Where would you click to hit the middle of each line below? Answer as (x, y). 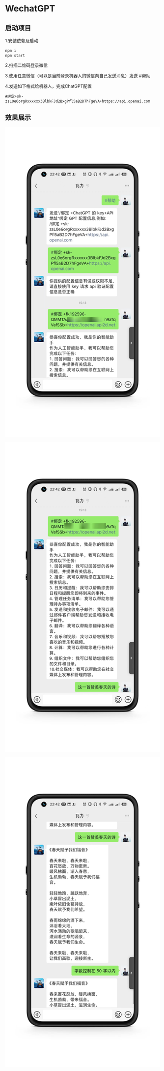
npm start (15, 56)
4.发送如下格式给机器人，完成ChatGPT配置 (48, 86)
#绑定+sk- (14, 96)
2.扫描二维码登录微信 (27, 65)
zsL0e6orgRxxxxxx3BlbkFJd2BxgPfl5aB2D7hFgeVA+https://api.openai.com (78, 101)
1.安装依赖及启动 (22, 41)
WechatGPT (30, 9)
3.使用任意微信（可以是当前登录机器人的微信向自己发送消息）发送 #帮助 (78, 76)
